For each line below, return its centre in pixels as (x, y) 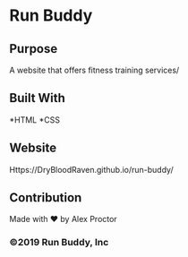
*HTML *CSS (35, 120)
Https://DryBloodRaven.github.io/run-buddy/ (91, 169)
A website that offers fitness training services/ (94, 70)
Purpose (34, 49)
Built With (37, 98)
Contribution (46, 198)
